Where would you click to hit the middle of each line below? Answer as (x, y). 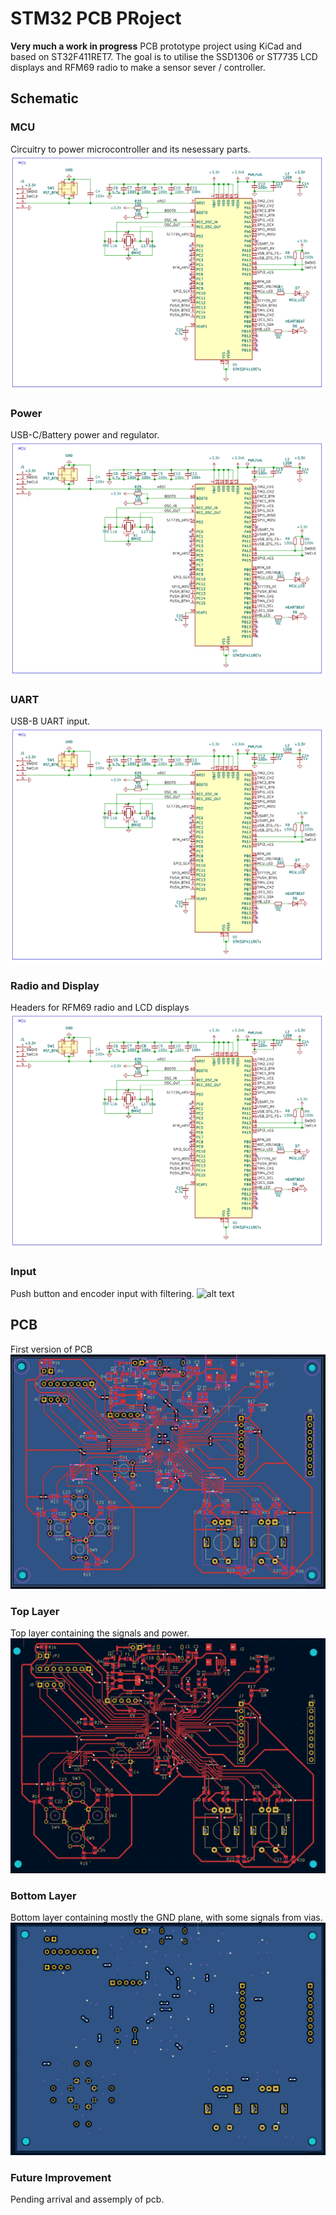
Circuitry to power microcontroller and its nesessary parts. (130, 149)
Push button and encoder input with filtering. (102, 1293)
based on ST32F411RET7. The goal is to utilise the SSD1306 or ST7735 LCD (164, 56)
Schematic (44, 98)
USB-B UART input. (50, 721)
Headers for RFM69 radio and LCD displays (100, 1007)
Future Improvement (61, 2177)
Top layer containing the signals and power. (100, 1633)
